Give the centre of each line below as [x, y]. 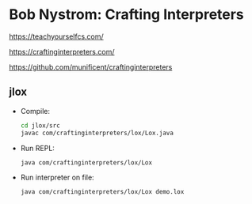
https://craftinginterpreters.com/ [62, 51]
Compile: [35, 111]
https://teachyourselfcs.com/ [56, 36]
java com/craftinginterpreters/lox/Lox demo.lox [102, 192]
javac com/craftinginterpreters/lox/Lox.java [97, 133]
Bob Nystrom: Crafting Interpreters [126, 15]
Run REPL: [37, 148]
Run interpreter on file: [57, 178]
